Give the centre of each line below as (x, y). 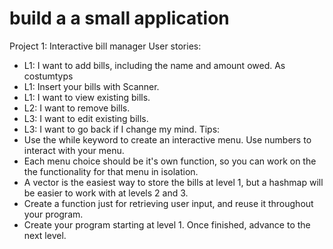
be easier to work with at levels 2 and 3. (106, 193)
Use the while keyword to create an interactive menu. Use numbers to (167, 139)
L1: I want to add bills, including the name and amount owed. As (154, 65)
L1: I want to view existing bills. (87, 97)
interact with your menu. (74, 150)
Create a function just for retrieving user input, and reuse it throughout (168, 203)
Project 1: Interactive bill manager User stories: (105, 46)
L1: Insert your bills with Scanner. (91, 86)
